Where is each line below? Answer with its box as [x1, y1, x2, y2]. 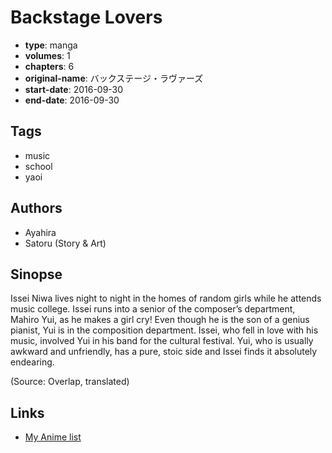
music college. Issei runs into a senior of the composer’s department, [10, 303, 296, 315]
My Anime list [24, 431, 82, 443]
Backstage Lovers [10, 6, 163, 29]
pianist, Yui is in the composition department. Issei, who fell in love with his [10, 324, 319, 336]
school [24, 160, 53, 172]
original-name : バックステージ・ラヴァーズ [24, 72, 204, 84]
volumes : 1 [24, 49, 71, 61]
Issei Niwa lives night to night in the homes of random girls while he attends [10, 292, 322, 305]
